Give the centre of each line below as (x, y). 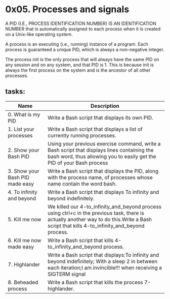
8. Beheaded (23, 282)
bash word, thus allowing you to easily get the (102, 156)
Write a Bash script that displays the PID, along (103, 171)
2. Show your (24, 150)
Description (105, 106)
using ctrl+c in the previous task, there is (96, 213)
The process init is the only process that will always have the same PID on (82, 59)
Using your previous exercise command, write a (104, 143)
